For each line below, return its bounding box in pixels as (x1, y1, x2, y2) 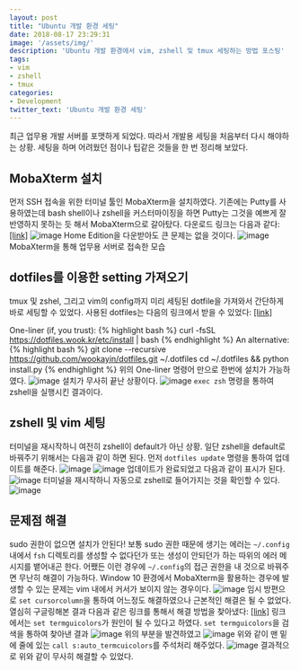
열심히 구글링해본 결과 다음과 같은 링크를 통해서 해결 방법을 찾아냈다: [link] (9, 605, 269, 616)
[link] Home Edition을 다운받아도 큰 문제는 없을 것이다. (9, 230, 236, 241)
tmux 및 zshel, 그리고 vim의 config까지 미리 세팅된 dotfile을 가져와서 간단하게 (9, 295, 285, 306)
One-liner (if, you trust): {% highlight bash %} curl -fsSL (9, 324, 216, 335)
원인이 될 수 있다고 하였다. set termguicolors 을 (110, 617, 280, 628)
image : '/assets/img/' (9, 38, 94, 48)
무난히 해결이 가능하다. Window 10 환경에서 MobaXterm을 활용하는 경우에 (18, 572, 280, 583)
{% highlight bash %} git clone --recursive (9, 343, 166, 355)
